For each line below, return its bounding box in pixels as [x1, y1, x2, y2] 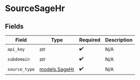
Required [79, 37, 100, 43]
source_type [7, 66, 35, 72]
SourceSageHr [5, 3, 65, 14]
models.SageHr [39, 66, 75, 73]
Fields [5, 22, 24, 31]
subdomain [7, 56, 30, 62]
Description [105, 37, 133, 43]
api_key [7, 47, 25, 52]
